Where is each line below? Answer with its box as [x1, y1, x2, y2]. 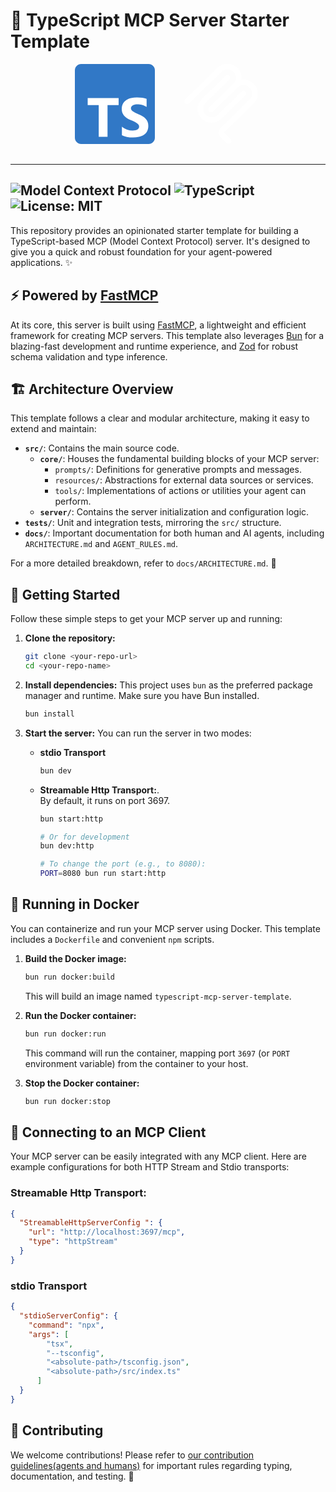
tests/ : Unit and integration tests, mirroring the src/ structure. [24, 517, 282, 529]
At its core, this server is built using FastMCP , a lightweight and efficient [10, 319, 307, 331]
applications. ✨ [10, 256, 73, 268]
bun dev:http [39, 841, 95, 851]
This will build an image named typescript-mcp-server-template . [24, 990, 292, 1002]
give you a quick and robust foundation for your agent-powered [10, 245, 273, 258]
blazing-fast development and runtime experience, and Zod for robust [10, 340, 299, 352]
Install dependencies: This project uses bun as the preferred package [24, 679, 313, 691]
